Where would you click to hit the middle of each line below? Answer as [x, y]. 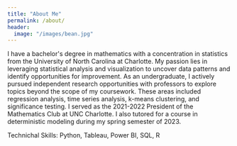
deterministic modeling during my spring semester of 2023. [94, 122]
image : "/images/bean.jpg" [54, 34]
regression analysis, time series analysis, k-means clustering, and [104, 99]
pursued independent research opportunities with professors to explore [112, 84]
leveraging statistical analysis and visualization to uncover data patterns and [119, 69]
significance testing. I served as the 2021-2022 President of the [100, 106]
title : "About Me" [34, 14]
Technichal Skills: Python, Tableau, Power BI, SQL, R [84, 135]
